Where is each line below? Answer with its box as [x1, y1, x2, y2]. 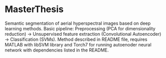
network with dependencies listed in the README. [5, 47, 109, 53]
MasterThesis [5, 4, 64, 15]
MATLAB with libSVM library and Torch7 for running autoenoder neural [5, 41, 152, 47]
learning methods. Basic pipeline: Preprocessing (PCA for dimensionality [5, 25, 156, 31]
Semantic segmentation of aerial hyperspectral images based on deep [5, 20, 151, 26]
